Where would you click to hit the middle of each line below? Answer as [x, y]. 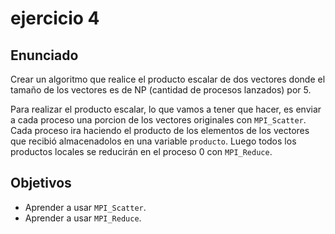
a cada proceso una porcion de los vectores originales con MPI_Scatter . [158, 120]
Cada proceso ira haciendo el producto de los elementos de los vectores [160, 130]
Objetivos [41, 183]
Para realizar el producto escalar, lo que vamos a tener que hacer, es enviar [166, 109]
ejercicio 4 [55, 18]
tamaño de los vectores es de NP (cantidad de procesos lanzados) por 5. [161, 90]
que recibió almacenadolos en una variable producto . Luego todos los [153, 141]
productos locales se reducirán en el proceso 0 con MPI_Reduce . [141, 151]
